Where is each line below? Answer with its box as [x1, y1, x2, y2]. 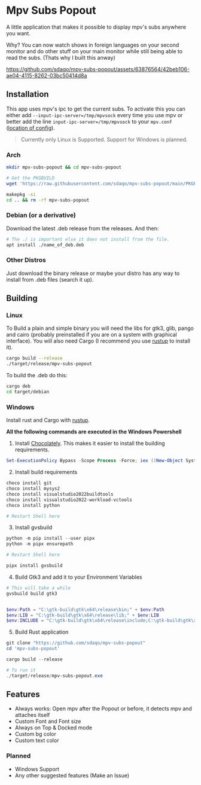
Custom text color [14, 737, 59, 744]
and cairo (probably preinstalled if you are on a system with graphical [6, 331, 178, 338]
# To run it [6, 667, 36, 673]
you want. [6, 29, 31, 36]
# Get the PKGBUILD [6, 175, 55, 181]
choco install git [6, 480, 52, 486]
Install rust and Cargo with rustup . [6, 417, 90, 424]
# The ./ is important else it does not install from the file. [6, 236, 170, 242]
